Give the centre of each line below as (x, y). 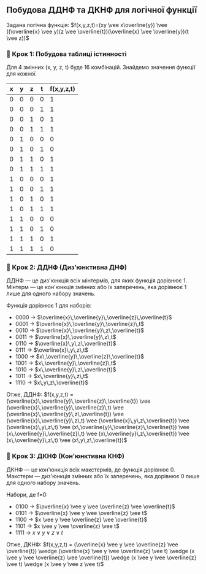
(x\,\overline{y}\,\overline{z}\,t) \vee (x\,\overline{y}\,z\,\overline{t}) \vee (98, 434)
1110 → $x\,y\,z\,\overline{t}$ (52, 382)
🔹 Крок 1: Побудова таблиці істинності (67, 53)
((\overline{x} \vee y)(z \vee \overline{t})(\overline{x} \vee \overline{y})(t (97, 31)
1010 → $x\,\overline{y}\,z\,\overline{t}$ (66, 370)
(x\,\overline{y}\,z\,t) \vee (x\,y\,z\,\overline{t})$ (67, 440)
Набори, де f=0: (27, 494)
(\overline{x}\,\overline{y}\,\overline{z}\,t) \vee (65, 408)
